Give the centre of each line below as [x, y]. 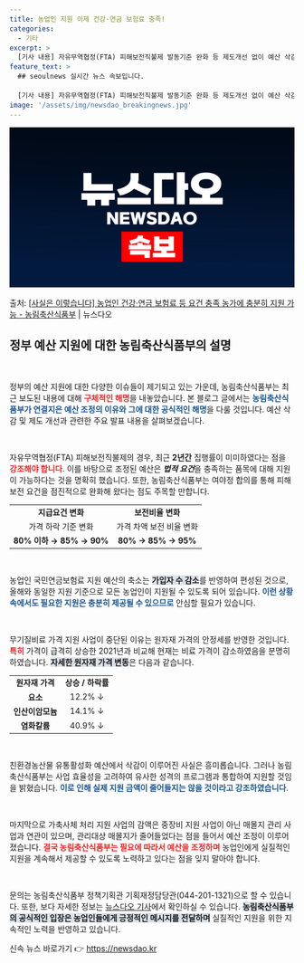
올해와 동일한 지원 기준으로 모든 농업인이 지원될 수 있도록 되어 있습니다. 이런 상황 [152, 591]
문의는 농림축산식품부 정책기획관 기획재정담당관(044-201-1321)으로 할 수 [138, 895]
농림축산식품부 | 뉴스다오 [69, 314]
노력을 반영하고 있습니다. [77, 929]
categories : [32, 29]
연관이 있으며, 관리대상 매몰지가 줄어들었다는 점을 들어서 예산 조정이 [145, 835]
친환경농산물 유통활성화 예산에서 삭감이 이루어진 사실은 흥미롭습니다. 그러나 [142, 765]
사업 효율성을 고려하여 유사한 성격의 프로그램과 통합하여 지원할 [166, 776]
